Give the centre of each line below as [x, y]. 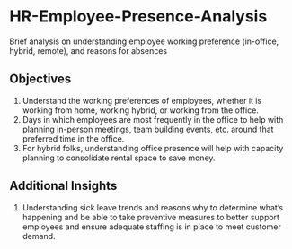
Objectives [40, 79]
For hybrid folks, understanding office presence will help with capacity [153, 148]
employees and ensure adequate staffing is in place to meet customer [151, 227]
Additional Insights [63, 186]
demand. [39, 236]
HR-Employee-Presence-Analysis [138, 17]
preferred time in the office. [73, 138]
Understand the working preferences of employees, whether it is [142, 100]
